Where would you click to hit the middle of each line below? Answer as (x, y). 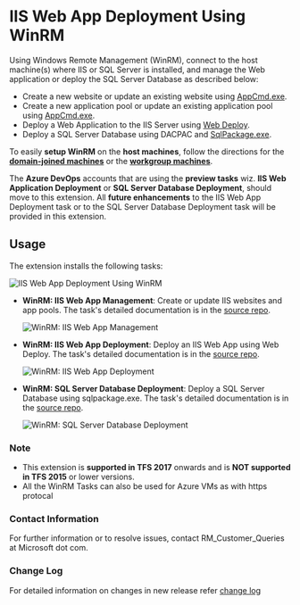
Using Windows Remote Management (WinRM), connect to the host (134, 60)
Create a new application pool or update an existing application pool (147, 105)
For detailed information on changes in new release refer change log (135, 590)
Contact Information (54, 518)
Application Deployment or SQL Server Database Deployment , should (141, 187)
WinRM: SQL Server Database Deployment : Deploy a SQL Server (143, 388)
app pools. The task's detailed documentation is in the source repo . (146, 310)
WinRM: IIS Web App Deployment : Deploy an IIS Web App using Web (150, 344)
